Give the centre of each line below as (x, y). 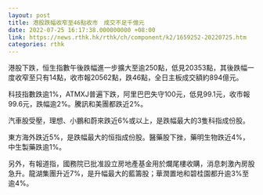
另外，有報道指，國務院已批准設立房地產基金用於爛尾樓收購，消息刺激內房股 (131, 164)
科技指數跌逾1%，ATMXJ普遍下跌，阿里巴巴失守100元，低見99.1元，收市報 (129, 94)
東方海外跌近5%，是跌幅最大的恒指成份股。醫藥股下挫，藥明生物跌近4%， (129, 137)
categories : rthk (36, 45)
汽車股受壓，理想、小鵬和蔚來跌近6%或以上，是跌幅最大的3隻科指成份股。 (129, 121)
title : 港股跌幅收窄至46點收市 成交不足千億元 (76, 23)
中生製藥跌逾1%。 (37, 147)
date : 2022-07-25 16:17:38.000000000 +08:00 (82, 30)
